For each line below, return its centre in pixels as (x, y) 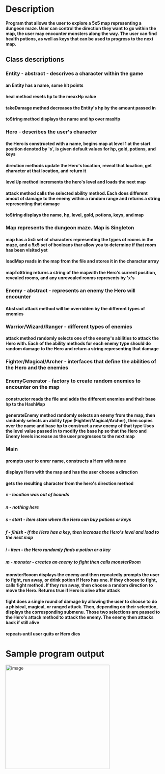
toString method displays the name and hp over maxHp (63, 119)
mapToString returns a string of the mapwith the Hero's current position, (81, 273)
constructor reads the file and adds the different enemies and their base (81, 399)
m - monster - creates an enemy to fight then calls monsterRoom (73, 562)
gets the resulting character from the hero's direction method (70, 483)
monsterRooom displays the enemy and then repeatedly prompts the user (82, 574)
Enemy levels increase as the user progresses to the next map (70, 436)
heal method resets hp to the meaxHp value (51, 97)
